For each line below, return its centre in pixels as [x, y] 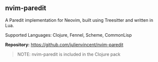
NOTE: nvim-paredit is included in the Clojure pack [69, 54]
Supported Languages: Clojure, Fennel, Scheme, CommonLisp [68, 35]
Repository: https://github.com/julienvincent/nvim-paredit [64, 45]
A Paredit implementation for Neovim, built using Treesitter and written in [79, 20]
